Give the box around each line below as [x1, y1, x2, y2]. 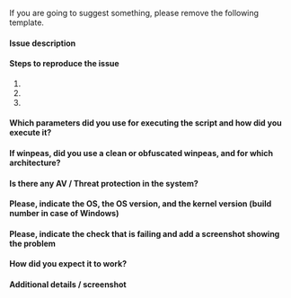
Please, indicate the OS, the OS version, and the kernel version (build [9, 198, 272, 209]
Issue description [9, 38, 76, 48]
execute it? [9, 127, 52, 138]
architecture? [9, 157, 61, 168]
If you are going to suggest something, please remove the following [9, 8, 259, 18]
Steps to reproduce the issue [9, 58, 119, 69]
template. [9, 17, 45, 28]
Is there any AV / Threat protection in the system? [9, 178, 199, 188]
